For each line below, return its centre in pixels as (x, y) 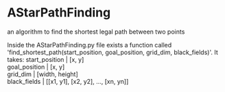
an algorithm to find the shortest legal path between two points (96, 32)
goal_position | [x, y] (36, 67)
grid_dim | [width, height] (43, 74)
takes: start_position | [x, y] (46, 59)
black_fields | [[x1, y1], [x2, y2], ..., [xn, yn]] (68, 81)
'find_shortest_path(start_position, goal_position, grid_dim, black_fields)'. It (113, 52)
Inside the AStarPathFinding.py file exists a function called (90, 45)
